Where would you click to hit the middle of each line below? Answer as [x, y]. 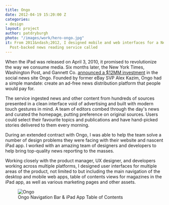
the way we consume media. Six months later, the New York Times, [75, 67]
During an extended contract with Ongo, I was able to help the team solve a [83, 134]
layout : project [22, 29]
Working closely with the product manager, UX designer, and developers [80, 160]
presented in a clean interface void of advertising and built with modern [79, 103]
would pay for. [20, 88]
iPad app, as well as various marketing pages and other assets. [71, 182]
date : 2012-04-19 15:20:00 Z [36, 15]
